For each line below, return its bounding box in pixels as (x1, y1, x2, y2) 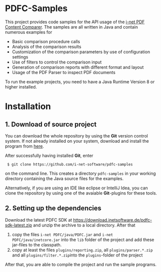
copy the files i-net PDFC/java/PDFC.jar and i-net (12, 231, 113, 237)
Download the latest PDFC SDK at (5, 217, 73, 223)
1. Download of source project (5, 120, 97, 128)
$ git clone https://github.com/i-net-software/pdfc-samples (7, 162, 133, 167)
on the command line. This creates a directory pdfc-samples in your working (5, 170, 156, 176)
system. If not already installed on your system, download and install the (5, 138, 149, 144)
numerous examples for (5, 29, 52, 35)
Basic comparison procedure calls (12, 38, 80, 44)
